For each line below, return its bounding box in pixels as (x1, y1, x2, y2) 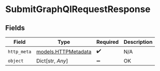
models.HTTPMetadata (36, 48, 91, 55)
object (8, 58, 24, 63)
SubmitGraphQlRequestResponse (5, 4, 151, 15)
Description (123, 39, 153, 45)
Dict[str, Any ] (36, 57, 69, 64)
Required (96, 39, 119, 45)
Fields (5, 24, 25, 32)
